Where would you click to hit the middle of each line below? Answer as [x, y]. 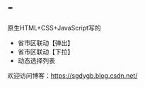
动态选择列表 [36, 60]
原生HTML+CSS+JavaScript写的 [54, 28]
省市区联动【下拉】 [46, 52]
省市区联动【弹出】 [46, 42]
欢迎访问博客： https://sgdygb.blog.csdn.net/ [72, 75]
